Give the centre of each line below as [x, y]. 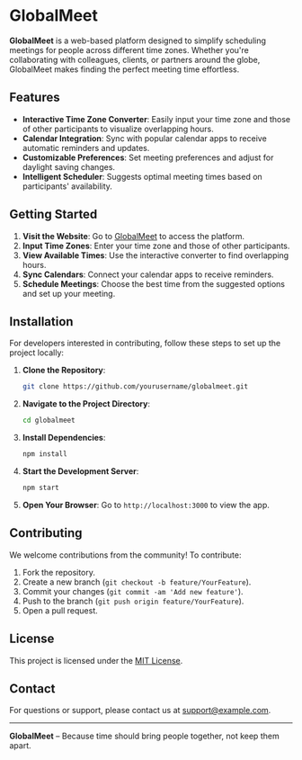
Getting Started [53, 215]
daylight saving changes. [68, 166]
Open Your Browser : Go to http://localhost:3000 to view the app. [146, 505]
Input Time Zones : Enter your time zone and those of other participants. [156, 246]
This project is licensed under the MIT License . [96, 660]
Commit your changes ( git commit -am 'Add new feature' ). [133, 591]
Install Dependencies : [64, 438]
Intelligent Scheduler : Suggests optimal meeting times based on [142, 176]
